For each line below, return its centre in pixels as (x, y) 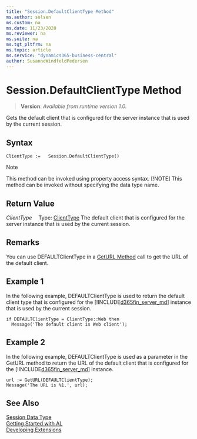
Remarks (23, 243)
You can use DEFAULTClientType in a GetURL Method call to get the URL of (97, 257)
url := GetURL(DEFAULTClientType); (50, 380)
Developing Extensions (34, 430)
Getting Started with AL (34, 424)
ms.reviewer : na (26, 34)
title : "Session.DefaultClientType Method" (60, 12)
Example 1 (25, 282)
